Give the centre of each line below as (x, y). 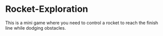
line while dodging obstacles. (36, 28)
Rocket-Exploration (47, 9)
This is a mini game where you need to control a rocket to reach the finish (82, 23)
